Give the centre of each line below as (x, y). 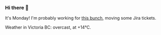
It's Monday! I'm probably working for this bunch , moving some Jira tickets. (81, 18)
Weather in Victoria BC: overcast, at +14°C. (48, 27)
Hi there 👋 (17, 8)
